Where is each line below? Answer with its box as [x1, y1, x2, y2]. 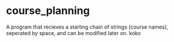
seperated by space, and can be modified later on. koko [6, 29, 141, 36]
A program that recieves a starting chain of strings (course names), [6, 23, 168, 30]
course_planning [6, 4, 90, 17]
